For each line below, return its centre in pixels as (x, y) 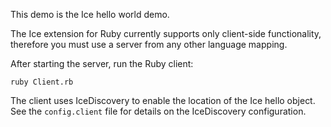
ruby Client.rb (42, 82)
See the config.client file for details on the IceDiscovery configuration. (158, 111)
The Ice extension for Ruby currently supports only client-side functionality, (166, 33)
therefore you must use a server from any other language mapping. (149, 44)
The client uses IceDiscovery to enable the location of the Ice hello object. (163, 100)
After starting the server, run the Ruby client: (102, 63)
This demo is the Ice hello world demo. (90, 14)
